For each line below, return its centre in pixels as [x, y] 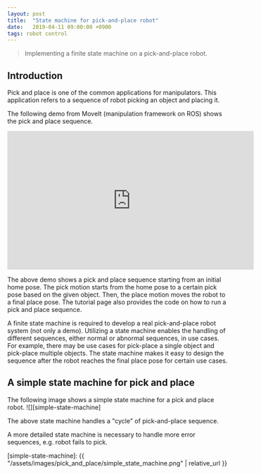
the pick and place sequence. [50, 121]
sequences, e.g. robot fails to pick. [57, 442]
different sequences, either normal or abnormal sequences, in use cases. [113, 338]
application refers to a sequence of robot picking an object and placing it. [114, 100]
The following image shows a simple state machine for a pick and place [111, 399]
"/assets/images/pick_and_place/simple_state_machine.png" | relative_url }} [117, 463]
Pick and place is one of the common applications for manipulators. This [112, 93]
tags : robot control [38, 33]
